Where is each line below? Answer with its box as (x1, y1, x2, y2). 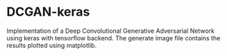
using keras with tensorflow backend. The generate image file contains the (6, 33, 221, 42)
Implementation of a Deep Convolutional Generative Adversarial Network (6, 27, 215, 35)
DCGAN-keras (6, 4, 90, 20)
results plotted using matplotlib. (6, 41, 97, 49)
